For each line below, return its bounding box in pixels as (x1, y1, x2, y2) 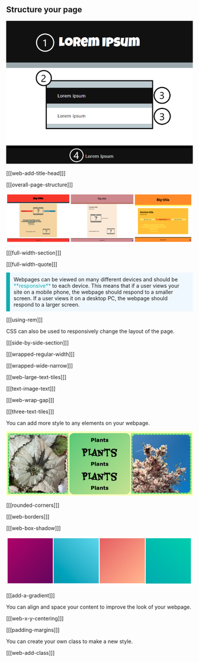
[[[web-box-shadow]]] (6, 524, 61, 532)
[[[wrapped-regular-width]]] (6, 351, 75, 358)
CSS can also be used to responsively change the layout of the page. (6, 328, 175, 335)
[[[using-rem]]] (6, 316, 43, 323)
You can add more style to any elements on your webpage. (6, 420, 150, 427)
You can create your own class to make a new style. (6, 638, 133, 645)
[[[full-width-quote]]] (6, 261, 57, 268)
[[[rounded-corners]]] (6, 502, 60, 509)
